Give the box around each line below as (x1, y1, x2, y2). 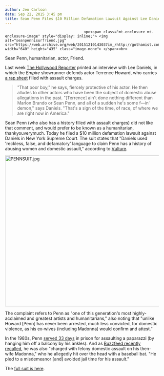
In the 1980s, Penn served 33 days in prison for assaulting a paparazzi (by (5, 335, 155, 341)
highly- (132, 311, 147, 316)
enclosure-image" (5, 34, 41, 39)
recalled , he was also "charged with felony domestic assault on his (5, 346, 139, 352)
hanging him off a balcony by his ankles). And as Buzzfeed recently (5, 340, 141, 347)
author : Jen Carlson (5, 7, 47, 12)
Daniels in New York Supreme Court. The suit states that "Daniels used (5, 135, 147, 142)
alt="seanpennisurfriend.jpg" (5, 38, 67, 43)
